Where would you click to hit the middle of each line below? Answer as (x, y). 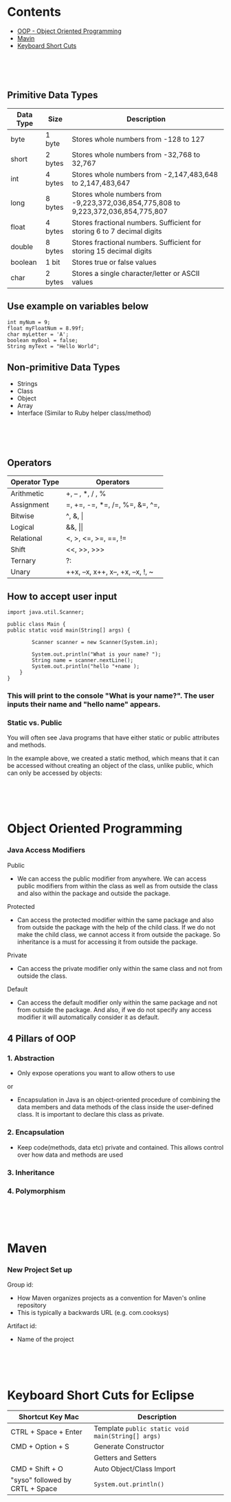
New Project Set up (40, 1270)
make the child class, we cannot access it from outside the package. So (119, 934)
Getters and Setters (125, 1458)
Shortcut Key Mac (48, 1417)
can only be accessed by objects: (55, 773)
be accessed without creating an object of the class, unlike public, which (110, 766)
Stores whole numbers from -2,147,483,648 (145, 174)
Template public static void (141, 1428)
